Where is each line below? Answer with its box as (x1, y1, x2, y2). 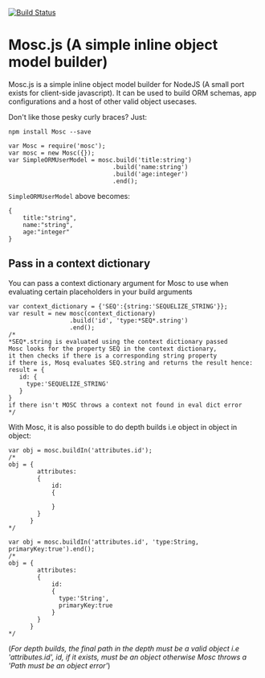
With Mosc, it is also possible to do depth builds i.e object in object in (8, 422, 238, 432)
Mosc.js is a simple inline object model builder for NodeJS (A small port (8, 79, 245, 89)
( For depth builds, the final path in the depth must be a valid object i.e (8, 643, 239, 653)
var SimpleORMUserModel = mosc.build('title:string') (8, 155, 193, 164)
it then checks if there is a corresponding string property (8, 351, 218, 360)
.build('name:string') (112, 163, 189, 171)
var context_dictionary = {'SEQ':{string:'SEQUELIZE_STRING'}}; (8, 302, 228, 310)
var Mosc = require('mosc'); (8, 142, 106, 150)
